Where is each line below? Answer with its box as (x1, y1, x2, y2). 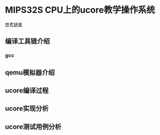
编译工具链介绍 (5, 37, 50, 45)
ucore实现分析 (5, 104, 49, 113)
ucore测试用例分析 (5, 122, 62, 131)
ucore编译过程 (5, 86, 49, 95)
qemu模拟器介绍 (5, 68, 55, 77)
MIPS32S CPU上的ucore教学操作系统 (5, 4, 155, 16)
